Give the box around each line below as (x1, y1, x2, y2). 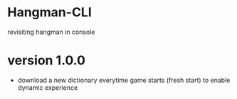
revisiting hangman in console (7, 28, 95, 36)
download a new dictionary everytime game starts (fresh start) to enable (17, 76, 231, 84)
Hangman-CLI (7, 4, 93, 21)
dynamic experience (17, 83, 78, 92)
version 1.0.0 (7, 52, 85, 69)
